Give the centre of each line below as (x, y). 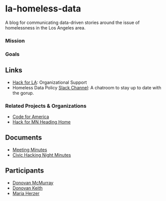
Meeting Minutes (30, 150)
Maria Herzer (26, 193)
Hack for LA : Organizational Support (50, 82)
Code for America (31, 116)
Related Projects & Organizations (46, 106)
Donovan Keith (27, 188)
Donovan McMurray (33, 183)
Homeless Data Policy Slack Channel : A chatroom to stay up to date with (87, 87)
